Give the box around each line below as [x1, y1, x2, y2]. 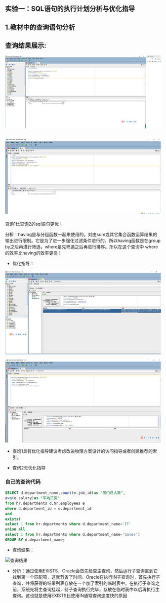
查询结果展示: [5, 41, 47, 50]
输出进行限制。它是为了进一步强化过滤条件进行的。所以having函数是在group [5, 238, 161, 243]
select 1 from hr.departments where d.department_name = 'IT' [5, 522, 132, 527]
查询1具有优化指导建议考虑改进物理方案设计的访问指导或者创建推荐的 [12, 448, 153, 454]
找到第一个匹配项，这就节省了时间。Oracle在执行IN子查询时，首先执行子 [12, 574, 161, 580]
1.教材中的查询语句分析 [5, 23, 76, 31]
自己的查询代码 [5, 478, 41, 485]
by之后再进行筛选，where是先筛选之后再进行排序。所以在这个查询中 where [5, 243, 158, 249]
